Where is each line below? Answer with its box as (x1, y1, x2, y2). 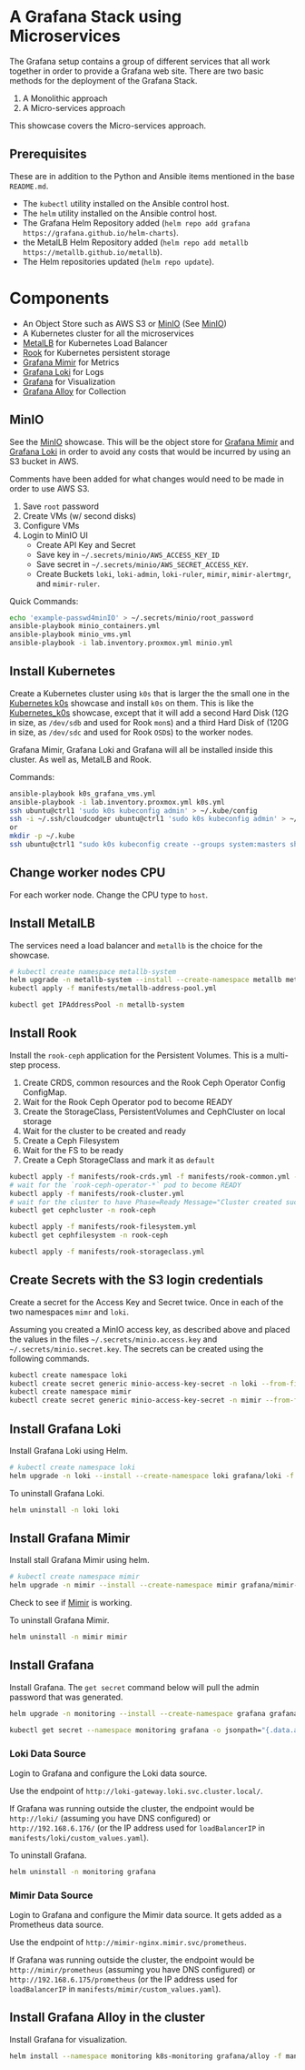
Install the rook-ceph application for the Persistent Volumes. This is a (9, 1050, 265, 1060)
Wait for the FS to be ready (22, 1144, 124, 1155)
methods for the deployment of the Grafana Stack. (9, 75, 198, 86)
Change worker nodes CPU (9, 865, 166, 880)
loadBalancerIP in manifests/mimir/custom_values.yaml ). (9, 1984, 221, 1994)
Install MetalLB (9, 916, 95, 931)
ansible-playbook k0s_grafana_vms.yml (9, 789, 156, 798)
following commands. (9, 1353, 90, 1364)
